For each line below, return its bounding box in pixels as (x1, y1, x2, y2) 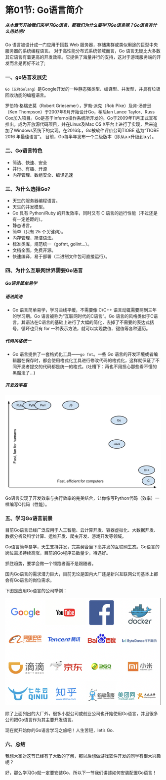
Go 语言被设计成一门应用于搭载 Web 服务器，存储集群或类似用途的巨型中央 (5, 42, 158, 48)
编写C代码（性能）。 (9, 501, 50, 507)
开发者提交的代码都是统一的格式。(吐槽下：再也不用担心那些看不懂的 (16, 364, 157, 369)
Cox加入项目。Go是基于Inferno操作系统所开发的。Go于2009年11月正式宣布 (5, 115, 158, 121)
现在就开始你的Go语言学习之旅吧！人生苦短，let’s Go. (5, 727, 114, 733)
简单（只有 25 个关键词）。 (12, 229, 66, 235)
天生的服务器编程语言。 (12, 198, 60, 204)
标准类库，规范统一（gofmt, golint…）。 (12, 241, 92, 247)
